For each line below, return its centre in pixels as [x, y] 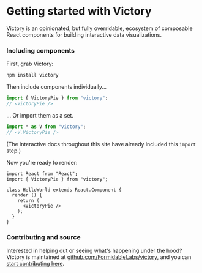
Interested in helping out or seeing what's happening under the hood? [94, 250]
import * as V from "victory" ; [46, 127]
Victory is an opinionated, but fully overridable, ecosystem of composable [99, 28]
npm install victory [33, 75]
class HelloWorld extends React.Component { [64, 190]
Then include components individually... [57, 87]
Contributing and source [43, 237]
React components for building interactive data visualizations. [84, 34]
